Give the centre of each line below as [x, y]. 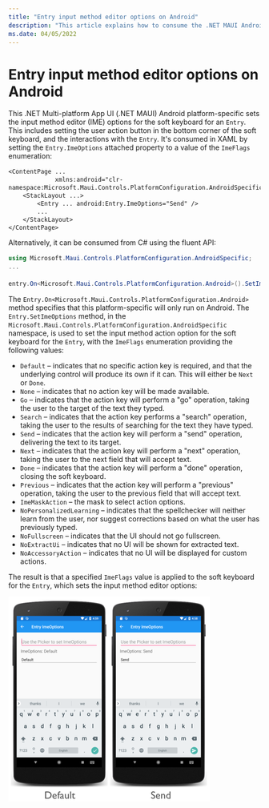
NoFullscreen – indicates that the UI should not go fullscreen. [120, 536]
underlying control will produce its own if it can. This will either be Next [137, 374]
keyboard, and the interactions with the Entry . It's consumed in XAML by [128, 139]
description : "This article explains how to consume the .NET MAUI [123, 25]
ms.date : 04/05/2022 [43, 34]
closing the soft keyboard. [63, 476]
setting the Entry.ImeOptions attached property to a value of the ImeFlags [129, 147]
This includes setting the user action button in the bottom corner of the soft [132, 131]
